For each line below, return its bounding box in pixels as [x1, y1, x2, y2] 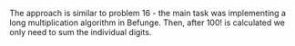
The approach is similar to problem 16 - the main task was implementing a [9, 8, 287, 18]
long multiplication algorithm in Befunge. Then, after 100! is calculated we [9, 17, 285, 28]
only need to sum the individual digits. [9, 27, 152, 37]
